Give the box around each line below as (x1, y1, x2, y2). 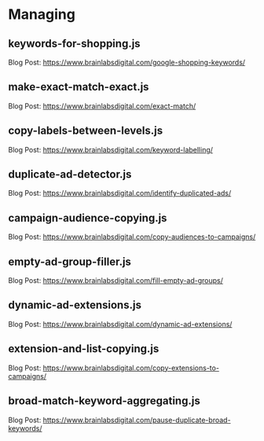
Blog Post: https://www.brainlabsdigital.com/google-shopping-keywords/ (8, 57, 246, 67)
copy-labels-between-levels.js (8, 124, 163, 138)
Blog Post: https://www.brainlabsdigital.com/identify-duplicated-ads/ (8, 189, 232, 198)
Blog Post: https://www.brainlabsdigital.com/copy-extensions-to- (8, 363, 220, 373)
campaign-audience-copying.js (8, 211, 167, 225)
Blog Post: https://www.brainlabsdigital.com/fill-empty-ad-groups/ (8, 276, 224, 285)
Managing (8, 6, 76, 24)
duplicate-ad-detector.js (8, 167, 132, 182)
